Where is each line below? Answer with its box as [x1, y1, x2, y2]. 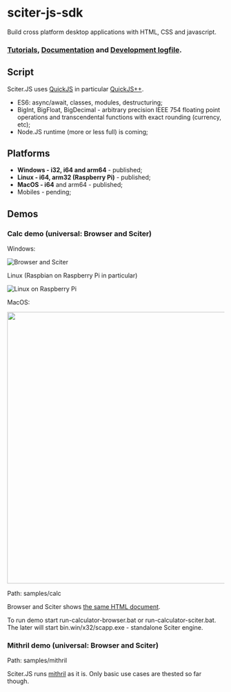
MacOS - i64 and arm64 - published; [17, 181, 123, 189]
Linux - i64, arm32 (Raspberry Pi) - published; [17, 173, 151, 181]
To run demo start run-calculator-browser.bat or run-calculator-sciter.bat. [7, 616, 217, 624]
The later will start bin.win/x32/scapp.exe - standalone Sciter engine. [7, 623, 203, 632]
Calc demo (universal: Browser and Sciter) [7, 228, 152, 238]
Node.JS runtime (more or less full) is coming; [17, 127, 148, 136]
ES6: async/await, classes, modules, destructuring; [17, 98, 163, 107]
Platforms [7, 147, 50, 160]
